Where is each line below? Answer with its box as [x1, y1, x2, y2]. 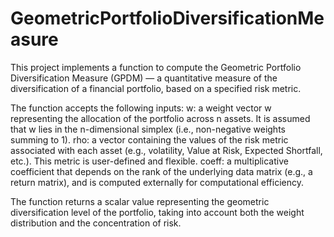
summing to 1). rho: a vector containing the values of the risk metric [10, 133, 289, 146]
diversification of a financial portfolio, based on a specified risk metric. [10, 82, 302, 94]
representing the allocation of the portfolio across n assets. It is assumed [10, 112, 311, 124]
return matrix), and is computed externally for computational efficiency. [10, 176, 305, 188]
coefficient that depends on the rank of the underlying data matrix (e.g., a [10, 165, 313, 177]
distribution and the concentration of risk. [10, 217, 182, 229]
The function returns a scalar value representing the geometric [10, 195, 270, 207]
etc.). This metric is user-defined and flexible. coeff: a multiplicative [10, 155, 289, 167]
